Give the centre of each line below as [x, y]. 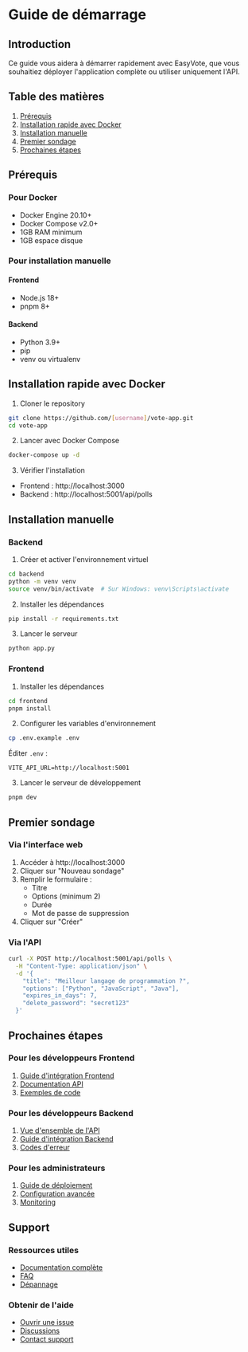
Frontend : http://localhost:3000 [72, 486]
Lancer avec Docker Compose [70, 441]
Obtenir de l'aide [41, 1305]
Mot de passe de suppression [80, 913]
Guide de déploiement [56, 1185]
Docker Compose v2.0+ [59, 223]
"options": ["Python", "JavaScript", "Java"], [101, 988]
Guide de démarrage [77, 15]
